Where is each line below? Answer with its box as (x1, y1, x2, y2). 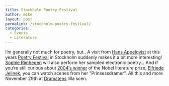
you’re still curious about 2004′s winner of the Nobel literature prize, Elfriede (5, 64, 164, 70)
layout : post (5, 16, 33, 21)
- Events (10, 30, 28, 35)
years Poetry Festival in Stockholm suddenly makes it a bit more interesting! (5, 54, 162, 60)
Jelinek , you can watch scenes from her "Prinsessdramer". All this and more (5, 70, 163, 76)
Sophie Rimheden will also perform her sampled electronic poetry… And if (5, 59, 158, 65)
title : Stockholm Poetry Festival (5, 7, 78, 12)
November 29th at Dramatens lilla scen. (5, 75, 88, 81)
